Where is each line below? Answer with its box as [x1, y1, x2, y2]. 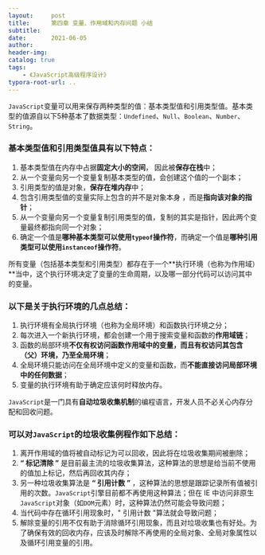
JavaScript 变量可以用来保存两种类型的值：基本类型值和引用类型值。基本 [8, 101, 247, 111]
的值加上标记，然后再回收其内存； [19, 468, 132, 478]
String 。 [8, 121, 37, 131]
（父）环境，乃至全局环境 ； [19, 350, 111, 360]
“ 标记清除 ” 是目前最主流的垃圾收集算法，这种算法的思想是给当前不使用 [19, 459, 256, 468]
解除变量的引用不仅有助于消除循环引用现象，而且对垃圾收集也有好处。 [19, 518, 251, 528]
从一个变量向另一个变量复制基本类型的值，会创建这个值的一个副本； [19, 172, 244, 182]
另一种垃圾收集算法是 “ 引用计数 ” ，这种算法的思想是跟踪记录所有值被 [19, 479, 251, 488]
